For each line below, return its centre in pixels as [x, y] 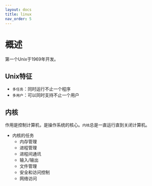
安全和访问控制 [35, 172]
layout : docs [18, 10]
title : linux [18, 14]
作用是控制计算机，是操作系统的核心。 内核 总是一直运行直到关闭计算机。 [77, 125]
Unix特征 [19, 76]
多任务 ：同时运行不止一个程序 [41, 89]
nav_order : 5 [18, 19]
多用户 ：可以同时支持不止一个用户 [46, 95]
